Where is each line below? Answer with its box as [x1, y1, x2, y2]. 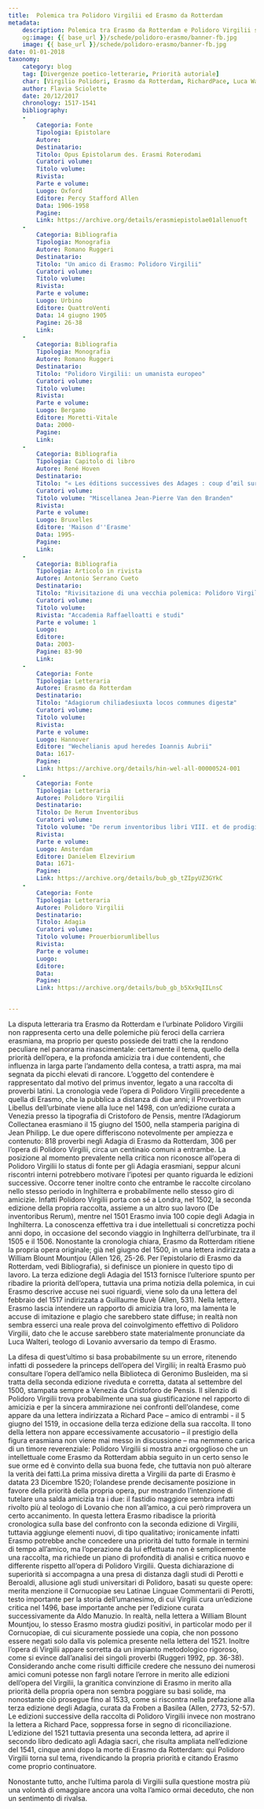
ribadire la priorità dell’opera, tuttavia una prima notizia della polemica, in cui [8, 1279, 255, 1288]
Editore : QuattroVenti [36, 304, 111, 311]
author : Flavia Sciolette [22, 84, 108, 93]
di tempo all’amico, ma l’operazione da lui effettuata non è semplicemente [8, 1545, 246, 1553]
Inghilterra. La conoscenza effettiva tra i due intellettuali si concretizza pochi [8, 1220, 255, 1229]
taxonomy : [8, 56, 41, 64]
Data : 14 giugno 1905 [36, 311, 108, 319]
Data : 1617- [36, 750, 76, 758]
